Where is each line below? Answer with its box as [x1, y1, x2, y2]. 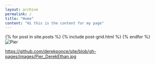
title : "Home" [5, 16, 34, 21]
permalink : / [5, 12, 32, 16]
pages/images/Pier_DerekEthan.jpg [5, 54, 77, 60]
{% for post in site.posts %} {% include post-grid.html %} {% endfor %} [5, 34, 151, 40]
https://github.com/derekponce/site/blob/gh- [5, 48, 97, 54]
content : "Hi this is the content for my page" [5, 20, 104, 26]
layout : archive [5, 7, 38, 12]
